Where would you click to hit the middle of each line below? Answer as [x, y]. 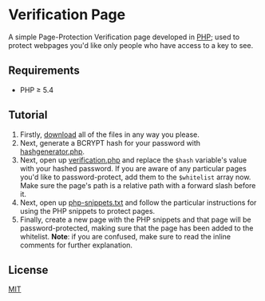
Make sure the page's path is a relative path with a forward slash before [138, 185]
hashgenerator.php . [52, 151]
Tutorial [28, 115]
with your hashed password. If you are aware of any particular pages [133, 168]
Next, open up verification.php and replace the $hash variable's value [133, 160]
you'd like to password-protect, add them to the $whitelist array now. [135, 177]
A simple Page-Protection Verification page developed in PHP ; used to [124, 37]
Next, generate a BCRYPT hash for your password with [110, 142]
